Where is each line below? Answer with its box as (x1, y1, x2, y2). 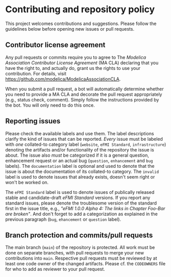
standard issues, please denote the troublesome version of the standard (5, 200, 157, 206)
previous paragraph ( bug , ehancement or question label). (5, 216, 121, 222)
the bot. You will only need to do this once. (5, 102, 95, 108)
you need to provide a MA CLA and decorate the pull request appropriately (5, 91, 162, 97)
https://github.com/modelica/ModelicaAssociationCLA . (5, 75, 121, 82)
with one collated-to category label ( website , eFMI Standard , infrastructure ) (5, 141, 166, 147)
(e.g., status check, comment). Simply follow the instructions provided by (5, 96, 159, 103)
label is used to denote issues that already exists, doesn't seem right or (5, 173, 155, 180)
